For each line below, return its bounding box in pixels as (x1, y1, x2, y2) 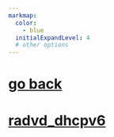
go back (8, 75, 63, 93)
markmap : (8, 11, 37, 20)
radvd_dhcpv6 (8, 112, 106, 129)
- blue (22, 26, 44, 34)
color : (15, 19, 37, 27)
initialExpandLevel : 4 (15, 33, 90, 42)
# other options (15, 41, 69, 49)
